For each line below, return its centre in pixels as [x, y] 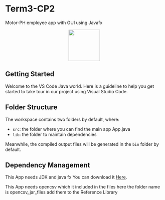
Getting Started [30, 74]
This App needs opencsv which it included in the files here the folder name [83, 187]
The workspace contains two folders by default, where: [62, 119]
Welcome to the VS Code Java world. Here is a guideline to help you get [80, 86]
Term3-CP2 [30, 9]
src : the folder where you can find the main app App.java [71, 129]
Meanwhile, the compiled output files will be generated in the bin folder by [82, 144]
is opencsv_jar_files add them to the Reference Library [61, 192]
